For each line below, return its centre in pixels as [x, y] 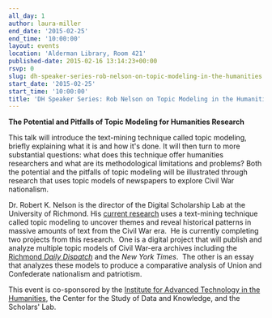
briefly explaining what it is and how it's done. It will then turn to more [124, 146]
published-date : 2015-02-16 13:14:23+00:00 [83, 62]
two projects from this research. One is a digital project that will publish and [135, 239]
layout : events [34, 46]
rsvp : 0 [21, 69]
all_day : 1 [27, 16]
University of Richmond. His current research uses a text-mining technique [133, 214]
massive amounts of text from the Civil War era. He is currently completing [134, 231]
